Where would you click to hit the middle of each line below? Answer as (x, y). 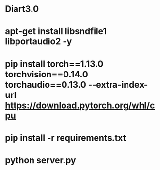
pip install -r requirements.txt (66, 138)
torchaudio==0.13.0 (46, 85)
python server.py (40, 160)
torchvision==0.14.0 (47, 74)
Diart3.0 (22, 9)
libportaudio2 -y (39, 42)
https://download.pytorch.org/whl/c (80, 105)
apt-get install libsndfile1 (56, 31)
